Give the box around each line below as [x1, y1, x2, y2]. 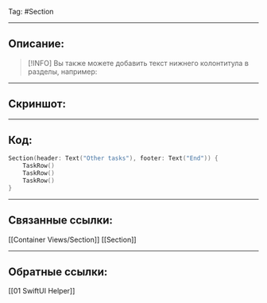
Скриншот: [8, 97, 66, 111]
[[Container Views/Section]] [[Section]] [8, 235, 137, 244]
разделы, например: [27, 67, 98, 76]
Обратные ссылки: [8, 266, 108, 279]
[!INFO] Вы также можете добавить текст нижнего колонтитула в [27, 58, 249, 68]
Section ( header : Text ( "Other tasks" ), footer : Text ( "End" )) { [8, 154, 219, 162]
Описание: [8, 37, 65, 51]
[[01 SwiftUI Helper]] [8, 286, 75, 296]
